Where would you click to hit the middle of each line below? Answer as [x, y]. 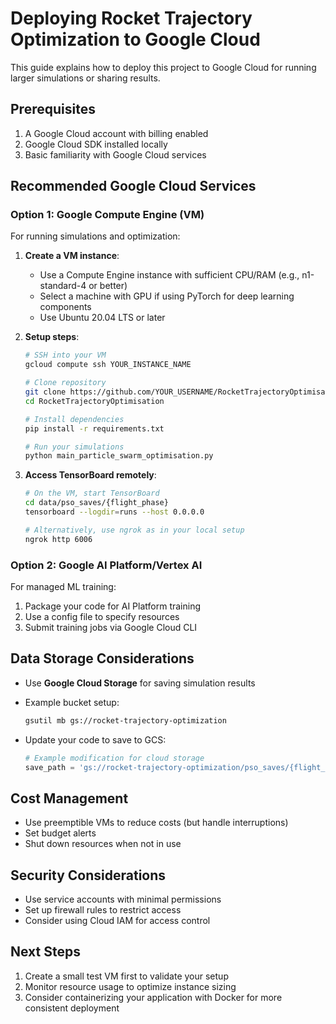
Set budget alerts [60, 833]
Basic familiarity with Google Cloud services [115, 154]
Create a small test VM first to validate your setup [126, 976]
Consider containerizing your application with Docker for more [153, 997]
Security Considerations [88, 875]
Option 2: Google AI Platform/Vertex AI [106, 565]
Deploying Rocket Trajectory [131, 18]
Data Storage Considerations [102, 658]
